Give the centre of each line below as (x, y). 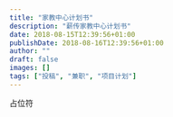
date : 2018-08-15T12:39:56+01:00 (72, 34)
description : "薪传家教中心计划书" (70, 26)
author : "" (30, 51)
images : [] (30, 68)
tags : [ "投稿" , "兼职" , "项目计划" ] (73, 76)
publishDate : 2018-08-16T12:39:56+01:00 (87, 43)
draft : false (34, 59)
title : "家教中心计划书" (51, 18)
